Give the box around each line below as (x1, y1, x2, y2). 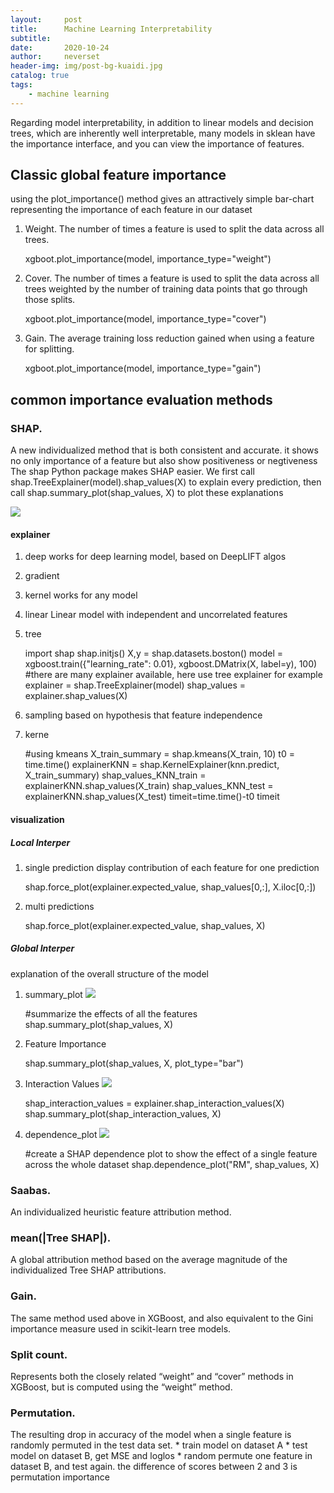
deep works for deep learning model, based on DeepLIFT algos (24, 551, 287, 563)
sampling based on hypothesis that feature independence (24, 709, 263, 721)
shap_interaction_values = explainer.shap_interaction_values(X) (24, 1097, 285, 1109)
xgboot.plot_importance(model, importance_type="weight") (24, 253, 272, 265)
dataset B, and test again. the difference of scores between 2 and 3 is (10, 1461, 298, 1473)
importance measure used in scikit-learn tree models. (10, 1322, 232, 1335)
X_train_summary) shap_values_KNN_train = (24, 769, 207, 781)
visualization (10, 813, 65, 825)
